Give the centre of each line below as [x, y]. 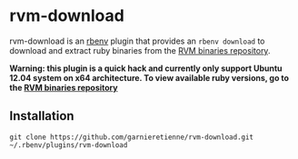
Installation [42, 116]
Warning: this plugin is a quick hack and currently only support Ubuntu [146, 68]
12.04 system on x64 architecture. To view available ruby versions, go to [149, 77]
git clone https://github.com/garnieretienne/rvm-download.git [132, 137]
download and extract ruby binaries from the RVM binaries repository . [140, 50]
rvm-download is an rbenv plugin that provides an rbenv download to [137, 41]
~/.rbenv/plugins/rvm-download [69, 145]
